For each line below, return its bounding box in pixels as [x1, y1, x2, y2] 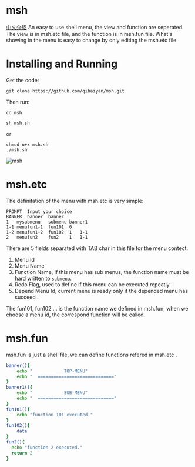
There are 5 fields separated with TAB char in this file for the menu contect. [6, 245, 189, 252]
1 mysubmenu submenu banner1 [6, 219, 88, 225]
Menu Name [14, 262, 45, 269]
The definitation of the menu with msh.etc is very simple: [6, 197, 144, 204]
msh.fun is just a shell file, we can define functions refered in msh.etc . [6, 351, 177, 358]
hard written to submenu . [14, 275, 72, 282]
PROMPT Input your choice [6, 208, 72, 215]
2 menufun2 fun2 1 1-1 [6, 234, 88, 240]
